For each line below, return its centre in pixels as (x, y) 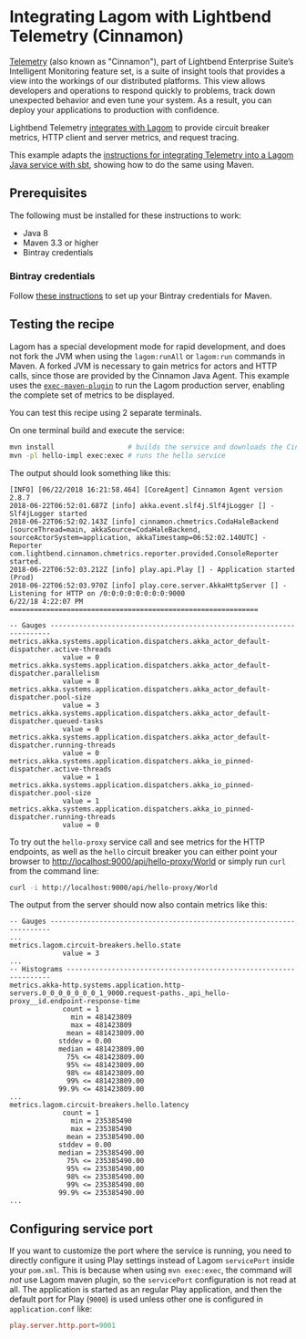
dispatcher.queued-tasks (56, 721)
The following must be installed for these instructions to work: (125, 215)
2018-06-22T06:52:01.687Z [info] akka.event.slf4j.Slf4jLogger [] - (142, 505)
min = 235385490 (101, 1121)
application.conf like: (51, 1309)
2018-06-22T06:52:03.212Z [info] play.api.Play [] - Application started (153, 569)
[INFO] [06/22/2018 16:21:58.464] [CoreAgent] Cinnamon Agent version (146, 490)
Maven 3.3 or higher (61, 243)
